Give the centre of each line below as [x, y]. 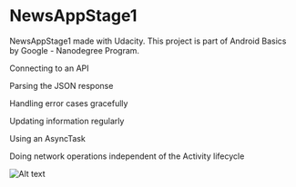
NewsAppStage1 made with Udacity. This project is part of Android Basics [148, 41]
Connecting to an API [49, 68]
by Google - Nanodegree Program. [74, 50]
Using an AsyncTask [48, 138]
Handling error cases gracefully [69, 103]
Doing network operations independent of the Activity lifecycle [127, 156]
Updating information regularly [67, 121]
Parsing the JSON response [61, 85]
